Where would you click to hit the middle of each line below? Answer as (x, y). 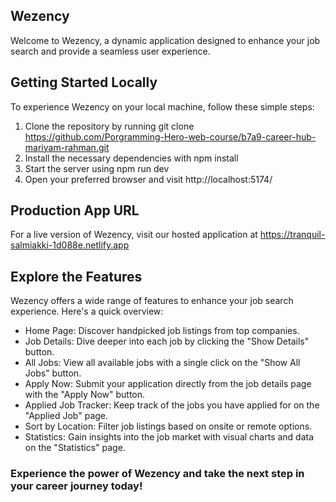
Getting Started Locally (84, 82)
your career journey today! (76, 486)
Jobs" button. (53, 373)
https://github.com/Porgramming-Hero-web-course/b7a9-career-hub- (170, 136)
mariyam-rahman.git (67, 147)
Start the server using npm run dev (97, 168)
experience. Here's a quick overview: (87, 311)
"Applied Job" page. (66, 416)
